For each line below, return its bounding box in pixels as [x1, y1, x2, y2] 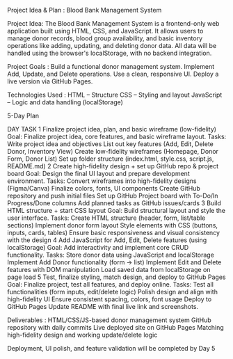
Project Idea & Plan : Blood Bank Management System [7, 6, 162, 14]
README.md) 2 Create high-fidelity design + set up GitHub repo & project [7, 162, 219, 170]
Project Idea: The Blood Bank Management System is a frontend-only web [7, 19, 220, 27]
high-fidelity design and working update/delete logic [7, 330, 158, 339]
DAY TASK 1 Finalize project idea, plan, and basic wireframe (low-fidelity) [7, 125, 217, 133]
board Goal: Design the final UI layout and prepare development [7, 170, 190, 177]
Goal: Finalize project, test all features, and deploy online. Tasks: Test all [7, 280, 214, 288]
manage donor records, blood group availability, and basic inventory [7, 34, 203, 42]
